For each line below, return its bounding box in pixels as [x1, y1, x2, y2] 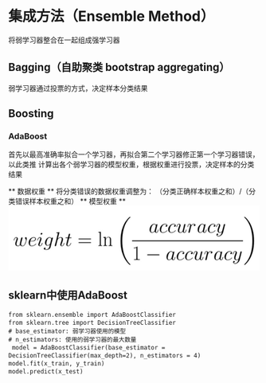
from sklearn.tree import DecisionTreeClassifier [8, 319, 177, 326]
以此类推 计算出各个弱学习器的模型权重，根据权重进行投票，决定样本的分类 [8, 160, 255, 170]
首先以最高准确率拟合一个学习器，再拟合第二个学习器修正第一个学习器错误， [8, 150, 260, 159]
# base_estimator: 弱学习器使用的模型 [8, 327, 126, 335]
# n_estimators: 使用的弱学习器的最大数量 [8, 335, 137, 343]
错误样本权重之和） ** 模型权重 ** [14, 197, 126, 206]
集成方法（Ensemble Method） [8, 7, 215, 25]
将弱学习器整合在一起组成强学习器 [8, 35, 120, 45]
